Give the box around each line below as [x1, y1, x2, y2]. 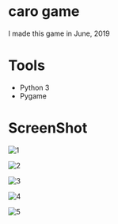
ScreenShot [8, 119, 88, 137]
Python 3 [19, 83, 50, 92]
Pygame [19, 91, 48, 101]
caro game [8, 2, 80, 21]
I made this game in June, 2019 [8, 29, 110, 38]
